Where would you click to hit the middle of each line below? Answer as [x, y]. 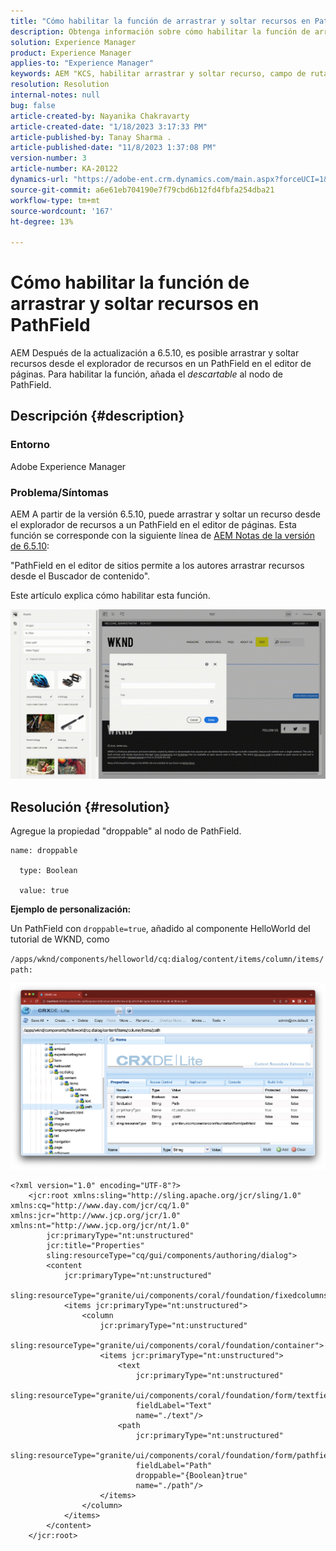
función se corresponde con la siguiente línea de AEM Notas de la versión [163, 536]
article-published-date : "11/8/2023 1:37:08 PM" [113, 148]
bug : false [33, 105]
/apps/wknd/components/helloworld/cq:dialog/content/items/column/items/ [167, 960]
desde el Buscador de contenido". [80, 576]
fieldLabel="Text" [174, 1406]
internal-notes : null [55, 95]
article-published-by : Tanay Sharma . [91, 137]
